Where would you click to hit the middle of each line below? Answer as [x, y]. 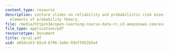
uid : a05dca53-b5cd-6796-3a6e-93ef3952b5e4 [52, 43]
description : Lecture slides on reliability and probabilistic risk [78, 15]
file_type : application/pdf [35, 29]
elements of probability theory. [45, 19]
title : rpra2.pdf [23, 38]
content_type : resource [30, 10]
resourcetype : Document [30, 33]
